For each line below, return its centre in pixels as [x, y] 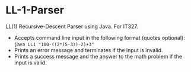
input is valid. [30, 63]
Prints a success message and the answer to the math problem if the [98, 56]
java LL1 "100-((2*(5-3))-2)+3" [54, 44]
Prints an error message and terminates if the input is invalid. [88, 50]
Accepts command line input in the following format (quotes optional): [99, 37]
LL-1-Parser [35, 10]
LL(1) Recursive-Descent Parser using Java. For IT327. [72, 26]
